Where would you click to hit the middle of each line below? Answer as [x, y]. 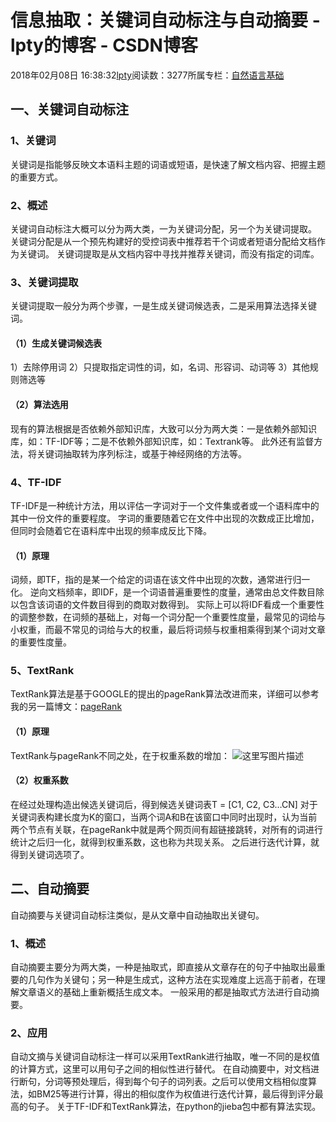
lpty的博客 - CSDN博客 [104, 45]
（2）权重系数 [39, 780]
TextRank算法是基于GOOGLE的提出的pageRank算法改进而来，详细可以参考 [165, 694]
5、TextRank [42, 671]
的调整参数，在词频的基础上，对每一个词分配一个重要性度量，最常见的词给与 [168, 617]
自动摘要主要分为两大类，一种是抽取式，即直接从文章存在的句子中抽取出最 [163, 967]
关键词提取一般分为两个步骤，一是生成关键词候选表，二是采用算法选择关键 [163, 306]
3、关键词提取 [44, 282]
